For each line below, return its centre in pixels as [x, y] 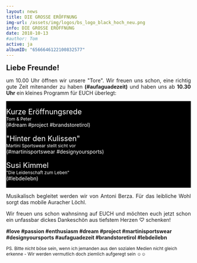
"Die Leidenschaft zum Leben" [38, 172]
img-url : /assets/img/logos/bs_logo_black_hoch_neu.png [76, 22]
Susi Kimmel [27, 165]
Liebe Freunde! [33, 68]
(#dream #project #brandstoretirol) [48, 124]
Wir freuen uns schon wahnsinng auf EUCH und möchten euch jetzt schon [98, 213]
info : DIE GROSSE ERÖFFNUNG [40, 28]
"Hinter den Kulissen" [43, 138]
